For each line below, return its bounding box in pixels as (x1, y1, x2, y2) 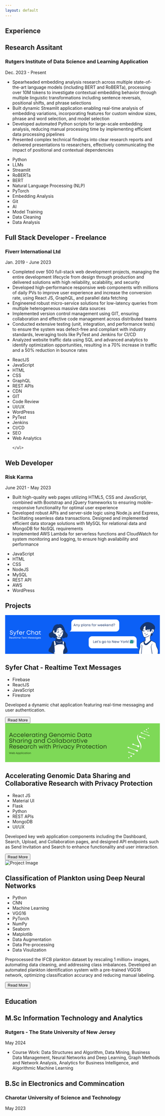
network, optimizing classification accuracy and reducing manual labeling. (5, 972, 156, 978)
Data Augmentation (12, 936, 52, 942)
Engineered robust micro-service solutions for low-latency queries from (12, 300, 158, 306)
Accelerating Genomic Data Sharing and (5, 772, 131, 780)
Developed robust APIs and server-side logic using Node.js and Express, (12, 510, 160, 516)
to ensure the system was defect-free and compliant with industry (12, 326, 146, 332)
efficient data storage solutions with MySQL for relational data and (12, 521, 146, 527)
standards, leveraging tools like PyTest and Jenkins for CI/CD (12, 332, 137, 338)
